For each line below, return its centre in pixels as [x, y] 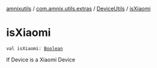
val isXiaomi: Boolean [35, 48]
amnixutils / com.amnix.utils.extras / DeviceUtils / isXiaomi [78, 9]
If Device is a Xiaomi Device [41, 60]
